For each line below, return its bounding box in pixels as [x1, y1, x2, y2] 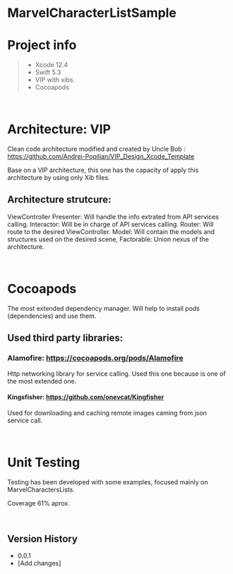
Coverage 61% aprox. [7, 499, 71, 507]
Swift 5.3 [35, 68, 61, 77]
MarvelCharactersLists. [7, 485, 76, 494]
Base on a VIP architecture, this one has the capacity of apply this [7, 166, 199, 174]
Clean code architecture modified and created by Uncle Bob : [7, 145, 186, 153]
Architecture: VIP [7, 121, 112, 138]
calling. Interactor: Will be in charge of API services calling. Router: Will [7, 220, 214, 228]
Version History [7, 533, 78, 545]
